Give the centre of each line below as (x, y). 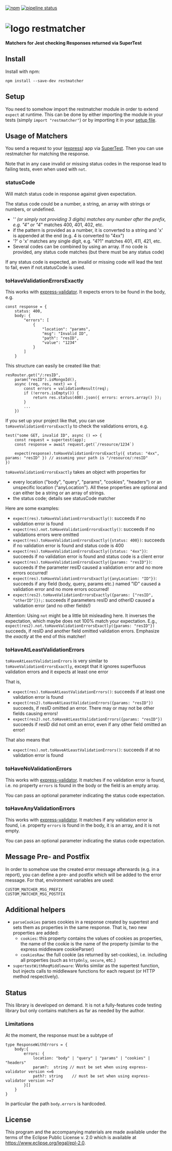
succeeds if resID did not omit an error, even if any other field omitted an (90, 725)
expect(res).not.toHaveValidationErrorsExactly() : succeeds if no (84, 529)
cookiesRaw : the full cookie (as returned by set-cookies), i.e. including (94, 955)
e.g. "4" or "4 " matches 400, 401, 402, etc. (58, 225)
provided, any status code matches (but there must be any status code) (88, 252)
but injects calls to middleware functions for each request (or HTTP (84, 971)
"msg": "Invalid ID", (65, 333)
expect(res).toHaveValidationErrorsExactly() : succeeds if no (79, 518)
